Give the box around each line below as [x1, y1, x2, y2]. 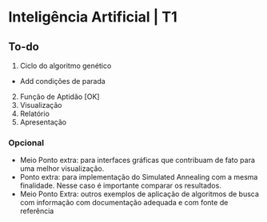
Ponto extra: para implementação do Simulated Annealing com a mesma [19, 172, 258, 182]
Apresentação [19, 117, 66, 127]
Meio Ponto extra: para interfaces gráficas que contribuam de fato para [19, 156, 256, 165]
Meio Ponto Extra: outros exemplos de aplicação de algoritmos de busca [19, 189, 260, 199]
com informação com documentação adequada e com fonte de [19, 198, 229, 208]
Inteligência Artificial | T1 [8, 8, 177, 26]
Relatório [19, 109, 50, 118]
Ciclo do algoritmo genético [19, 61, 112, 70]
